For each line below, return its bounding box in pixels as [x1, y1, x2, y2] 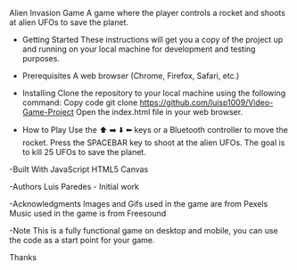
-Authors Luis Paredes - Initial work [9, 182, 140, 192]
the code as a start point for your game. [9, 235, 155, 245]
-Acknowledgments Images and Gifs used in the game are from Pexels [9, 199, 268, 209]
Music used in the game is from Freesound [9, 209, 167, 218]
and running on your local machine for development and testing [21, 44, 256, 54]
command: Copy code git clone [21, 97, 138, 108]
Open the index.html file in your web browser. [75, 107, 243, 117]
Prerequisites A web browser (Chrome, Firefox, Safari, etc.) [21, 70, 240, 81]
